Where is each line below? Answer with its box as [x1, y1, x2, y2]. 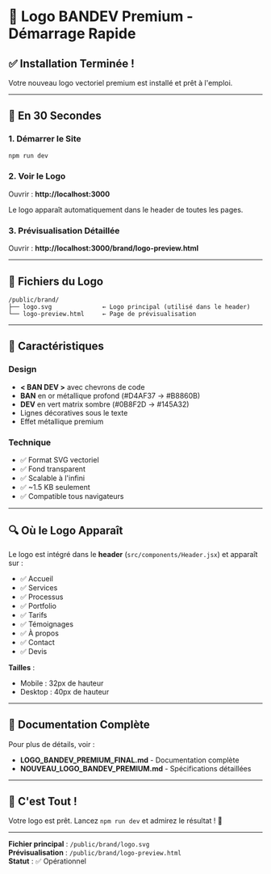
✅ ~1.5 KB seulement [19, 482, 90, 492]
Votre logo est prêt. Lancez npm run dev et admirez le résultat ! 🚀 [8, 816, 223, 825]
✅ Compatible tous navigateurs [19, 491, 124, 500]
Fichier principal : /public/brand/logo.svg [8, 839, 150, 849]
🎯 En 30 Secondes [8, 109, 102, 123]
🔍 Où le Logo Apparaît [8, 524, 123, 538]
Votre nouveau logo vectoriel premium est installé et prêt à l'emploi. [8, 78, 233, 87]
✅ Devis [19, 646, 48, 656]
